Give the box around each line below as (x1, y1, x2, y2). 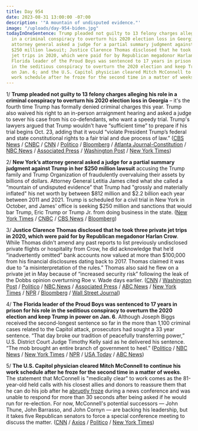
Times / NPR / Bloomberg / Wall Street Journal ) (6, 289, 121, 296)
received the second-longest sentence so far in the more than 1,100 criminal (6, 319, 190, 326)
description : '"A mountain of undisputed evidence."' (6, 19, 141, 25)
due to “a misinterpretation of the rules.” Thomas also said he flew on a (6, 264, 179, 272)
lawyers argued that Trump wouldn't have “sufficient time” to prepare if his (6, 122, 187, 129)
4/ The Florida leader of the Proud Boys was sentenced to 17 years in (6, 301, 178, 308)
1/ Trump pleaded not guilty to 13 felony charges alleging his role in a (6, 91, 178, 98)
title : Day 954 (6, 8, 44, 15)
